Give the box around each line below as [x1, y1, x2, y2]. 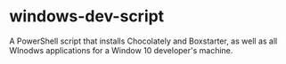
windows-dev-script [9, 6, 165, 27]
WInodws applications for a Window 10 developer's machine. [9, 44, 233, 55]
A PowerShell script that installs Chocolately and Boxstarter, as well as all [9, 36, 278, 46]
